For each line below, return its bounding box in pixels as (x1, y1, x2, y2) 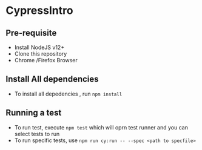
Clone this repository (14, 50, 67, 57)
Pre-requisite (5, 28, 57, 38)
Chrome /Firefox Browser (14, 57, 78, 64)
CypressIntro (5, 4, 73, 18)
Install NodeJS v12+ (14, 44, 65, 51)
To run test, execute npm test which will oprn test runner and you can (14, 123, 189, 131)
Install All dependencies (5, 74, 99, 85)
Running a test (5, 108, 62, 118)
